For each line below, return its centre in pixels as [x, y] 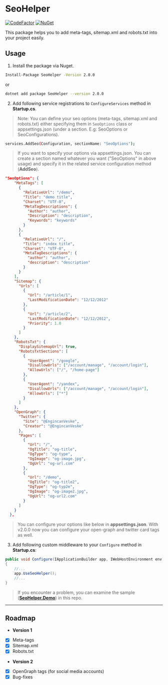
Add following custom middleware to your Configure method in [77, 545]
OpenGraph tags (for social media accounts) [58, 671]
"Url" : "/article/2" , [50, 314]
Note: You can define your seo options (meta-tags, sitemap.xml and [87, 118]
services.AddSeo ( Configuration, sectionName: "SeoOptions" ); [70, 144]
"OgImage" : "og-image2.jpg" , [58, 492]
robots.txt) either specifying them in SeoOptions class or [75, 124]
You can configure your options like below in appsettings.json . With [88, 524]
